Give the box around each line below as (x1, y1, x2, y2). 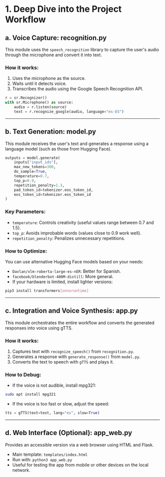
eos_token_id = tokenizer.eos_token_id (14, 192, 91, 197)
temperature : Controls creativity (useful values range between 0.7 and (12, 220, 154, 225)
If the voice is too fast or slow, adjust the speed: (12, 401, 110, 407)
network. (12, 467, 30, 473)
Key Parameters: (5, 208, 46, 215)
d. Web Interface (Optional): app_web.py (5, 429, 133, 437)
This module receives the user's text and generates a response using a (5, 141, 149, 147)
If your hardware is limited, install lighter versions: (12, 279, 113, 285)
